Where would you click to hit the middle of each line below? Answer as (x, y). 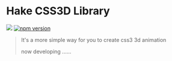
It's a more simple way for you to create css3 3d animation (94, 39)
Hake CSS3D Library (58, 11)
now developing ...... (46, 51)
